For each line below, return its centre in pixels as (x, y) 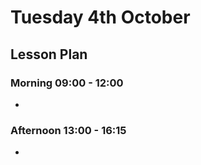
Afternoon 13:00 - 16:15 (68, 130)
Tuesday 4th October (100, 17)
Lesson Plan (49, 54)
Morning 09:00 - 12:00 (67, 83)
